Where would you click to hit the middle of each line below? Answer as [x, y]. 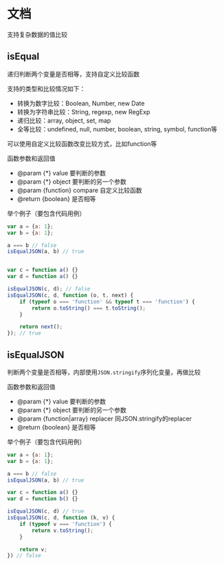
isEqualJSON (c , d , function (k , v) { [61, 518]
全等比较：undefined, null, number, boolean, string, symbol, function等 [117, 129]
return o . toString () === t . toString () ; [89, 308]
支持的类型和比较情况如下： [46, 88]
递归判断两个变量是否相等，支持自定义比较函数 [73, 74]
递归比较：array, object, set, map [64, 120]
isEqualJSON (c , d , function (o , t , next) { [70, 295]
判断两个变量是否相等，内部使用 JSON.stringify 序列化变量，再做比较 [104, 372]
